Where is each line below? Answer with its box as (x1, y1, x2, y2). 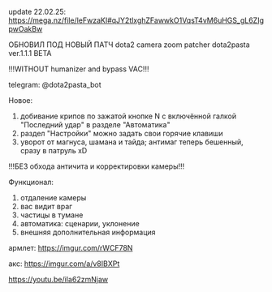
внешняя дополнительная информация (19, 227, 156, 237)
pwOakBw (8, 24, 43, 33)
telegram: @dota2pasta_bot (8, 80, 101, 89)
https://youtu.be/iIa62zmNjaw (8, 275, 108, 284)
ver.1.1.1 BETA (8, 49, 52, 58)
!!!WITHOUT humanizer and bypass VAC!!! (8, 64, 149, 74)
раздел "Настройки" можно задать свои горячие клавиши (19, 129, 223, 138)
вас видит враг (19, 202, 73, 211)
